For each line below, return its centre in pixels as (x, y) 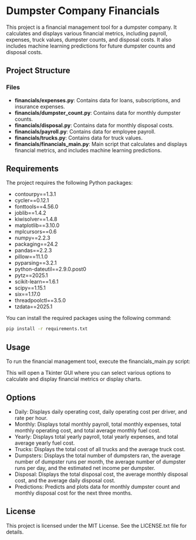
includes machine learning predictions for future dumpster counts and (91, 46)
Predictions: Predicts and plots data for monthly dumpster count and (97, 486)
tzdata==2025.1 (33, 306)
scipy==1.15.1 (30, 288)
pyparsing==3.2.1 (36, 263)
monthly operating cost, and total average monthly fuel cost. (88, 430)
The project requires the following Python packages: (70, 183)
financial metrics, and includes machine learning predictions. (88, 150)
